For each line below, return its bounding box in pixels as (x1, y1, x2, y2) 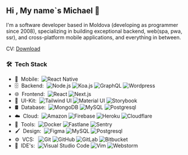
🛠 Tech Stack (6, 60, 48, 68)
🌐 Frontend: (14, 91, 45, 98)
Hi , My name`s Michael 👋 (6, 6, 100, 16)
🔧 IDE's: (14, 142, 35, 149)
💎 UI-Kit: (14, 97, 37, 104)
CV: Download (6, 45, 41, 52)
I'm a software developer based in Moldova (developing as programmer (6, 21, 179, 28)
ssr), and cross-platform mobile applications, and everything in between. (6, 33, 182, 41)
